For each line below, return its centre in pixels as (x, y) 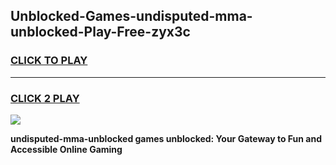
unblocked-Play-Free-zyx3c (100, 32)
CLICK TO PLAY (49, 61)
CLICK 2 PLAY (45, 98)
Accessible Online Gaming (66, 149)
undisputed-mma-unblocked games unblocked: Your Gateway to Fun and (166, 138)
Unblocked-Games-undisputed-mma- (131, 16)
